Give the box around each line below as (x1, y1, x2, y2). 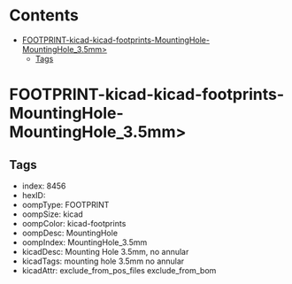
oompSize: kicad (21, 209, 84, 219)
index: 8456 (21, 180, 66, 191)
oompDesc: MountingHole (21, 227, 118, 238)
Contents (9, 5, 80, 26)
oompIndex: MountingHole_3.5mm (21, 236, 148, 248)
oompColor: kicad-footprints (21, 218, 127, 228)
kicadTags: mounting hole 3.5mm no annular (21, 256, 185, 266)
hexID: (21, 189, 46, 200)
